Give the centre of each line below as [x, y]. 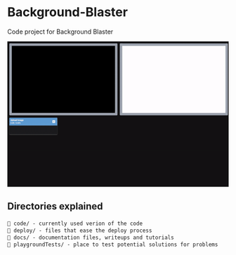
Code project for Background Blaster [60, 32]
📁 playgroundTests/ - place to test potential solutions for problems [113, 244]
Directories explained [55, 206]
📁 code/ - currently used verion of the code [75, 223]
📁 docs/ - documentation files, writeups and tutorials [91, 237]
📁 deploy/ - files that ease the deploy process [80, 230]
